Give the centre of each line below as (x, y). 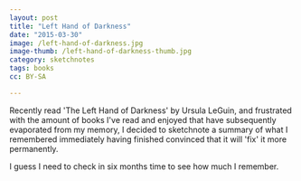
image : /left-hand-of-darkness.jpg (76, 43)
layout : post (34, 18)
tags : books (32, 69)
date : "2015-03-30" (46, 34)
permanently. (34, 148)
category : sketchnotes (52, 60)
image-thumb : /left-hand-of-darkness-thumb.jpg (101, 52)
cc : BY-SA (28, 77)
